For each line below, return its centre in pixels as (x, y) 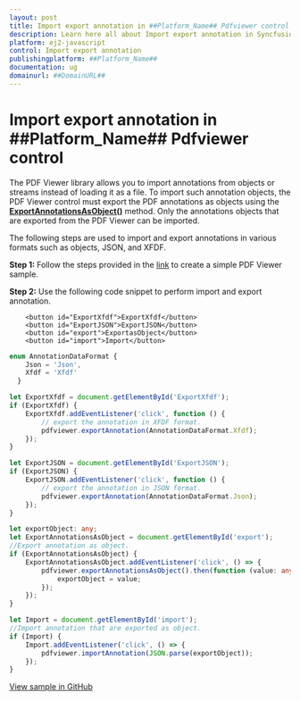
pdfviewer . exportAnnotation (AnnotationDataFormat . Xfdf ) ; (149, 430)
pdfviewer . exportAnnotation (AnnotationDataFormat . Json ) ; (149, 497)
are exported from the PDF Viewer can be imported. (104, 221)
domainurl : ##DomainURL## (57, 76)
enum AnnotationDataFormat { (63, 356)
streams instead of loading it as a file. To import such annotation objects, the (150, 192)
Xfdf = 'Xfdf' (51, 373)
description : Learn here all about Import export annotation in (131, 34)
